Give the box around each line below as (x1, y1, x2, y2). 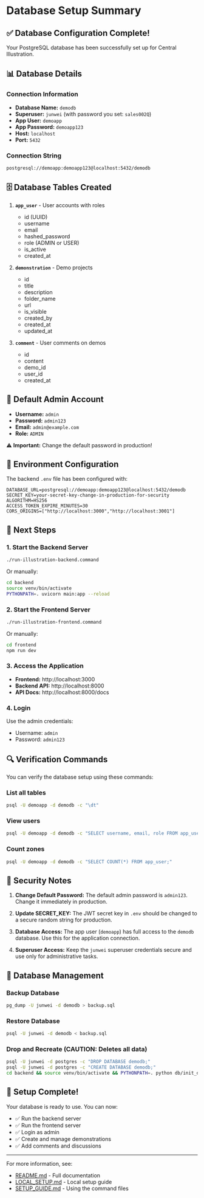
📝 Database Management (6, 970, 104, 980)
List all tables (6, 788, 47, 797)
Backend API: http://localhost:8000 (15, 682, 104, 689)
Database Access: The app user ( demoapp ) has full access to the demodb (15, 928, 194, 935)
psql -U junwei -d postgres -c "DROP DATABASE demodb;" (6, 1059, 151, 1065)
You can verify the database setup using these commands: (6, 773, 154, 780)
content (24, 357, 44, 365)
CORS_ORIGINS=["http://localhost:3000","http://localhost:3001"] (6, 508, 175, 514)
